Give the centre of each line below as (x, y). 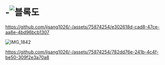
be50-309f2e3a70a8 (27, 57)
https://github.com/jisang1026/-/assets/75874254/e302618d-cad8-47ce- (82, 27)
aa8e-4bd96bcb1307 (28, 32)
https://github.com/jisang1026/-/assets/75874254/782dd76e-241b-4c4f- (82, 52)
